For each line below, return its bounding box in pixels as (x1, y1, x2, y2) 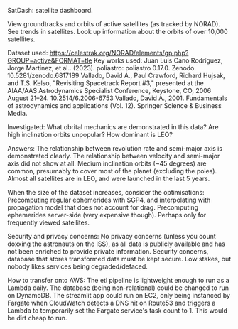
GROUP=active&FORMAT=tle (7, 56, 92, 65)
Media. (7, 109, 28, 117)
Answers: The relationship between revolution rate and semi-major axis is (7, 144, 222, 152)
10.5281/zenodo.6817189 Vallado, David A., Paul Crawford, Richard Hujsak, (7, 71, 225, 80)
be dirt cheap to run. (7, 314, 67, 322)
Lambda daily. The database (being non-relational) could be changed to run (7, 284, 229, 292)
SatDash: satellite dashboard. (7, 6, 94, 14)
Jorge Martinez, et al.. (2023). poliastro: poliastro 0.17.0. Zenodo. (7, 64, 197, 72)
